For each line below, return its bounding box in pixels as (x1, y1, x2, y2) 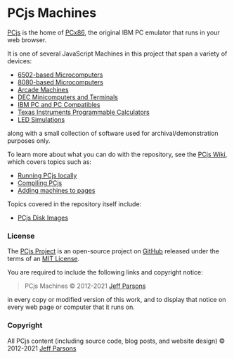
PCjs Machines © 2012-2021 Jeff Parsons (24, 282, 146, 290)
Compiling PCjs (17, 178, 63, 187)
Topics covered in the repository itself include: (7, 199, 142, 208)
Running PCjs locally (17, 171, 77, 179)
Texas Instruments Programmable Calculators (17, 108, 150, 116)
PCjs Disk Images (17, 213, 69, 222)
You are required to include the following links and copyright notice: (7, 268, 203, 277)
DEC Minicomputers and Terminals (17, 93, 118, 101)
